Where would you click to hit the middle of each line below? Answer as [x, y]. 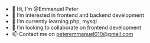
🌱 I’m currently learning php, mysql [54, 21]
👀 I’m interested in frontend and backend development [78, 15]
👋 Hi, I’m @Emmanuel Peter [45, 9]
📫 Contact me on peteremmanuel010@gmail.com [72, 34]
